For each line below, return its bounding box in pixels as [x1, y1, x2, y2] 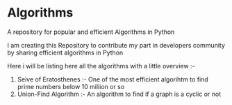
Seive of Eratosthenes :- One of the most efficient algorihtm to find [17, 75, 208, 84]
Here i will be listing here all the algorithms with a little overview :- [7, 61, 196, 70]
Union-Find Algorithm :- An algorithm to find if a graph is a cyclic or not [17, 90, 222, 98]
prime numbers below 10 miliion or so [17, 82, 125, 90]
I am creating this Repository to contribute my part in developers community [7, 41, 226, 49]
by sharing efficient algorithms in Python [7, 48, 124, 57]
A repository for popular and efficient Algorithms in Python [7, 28, 175, 36]
